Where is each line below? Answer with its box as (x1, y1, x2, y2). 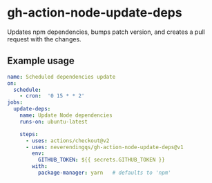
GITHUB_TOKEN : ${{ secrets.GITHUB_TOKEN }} (37, 157, 166, 164)
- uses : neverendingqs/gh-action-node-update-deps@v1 (25, 144, 184, 151)
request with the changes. (7, 35, 81, 43)
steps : (19, 131, 39, 137)
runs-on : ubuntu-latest (19, 118, 88, 125)
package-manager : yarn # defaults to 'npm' (37, 169, 171, 176)
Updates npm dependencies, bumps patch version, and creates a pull (7, 28, 205, 36)
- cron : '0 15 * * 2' (19, 93, 85, 99)
